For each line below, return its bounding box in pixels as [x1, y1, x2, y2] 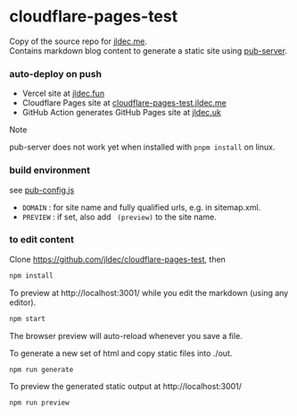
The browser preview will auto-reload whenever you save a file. [9, 330, 243, 341]
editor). [9, 297, 37, 308]
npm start [9, 314, 46, 323]
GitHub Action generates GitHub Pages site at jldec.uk [21, 107, 221, 118]
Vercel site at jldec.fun [21, 88, 105, 99]
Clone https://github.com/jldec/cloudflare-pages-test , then [9, 253, 226, 265]
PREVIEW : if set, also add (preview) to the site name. [21, 211, 217, 222]
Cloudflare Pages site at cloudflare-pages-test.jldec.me [21, 98, 227, 108]
